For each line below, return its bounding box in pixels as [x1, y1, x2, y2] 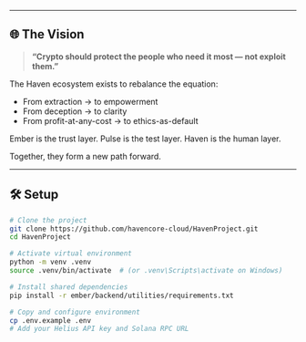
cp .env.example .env [9, 316, 92, 325]
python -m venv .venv [9, 257, 92, 267]
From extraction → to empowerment [22, 96, 158, 107]
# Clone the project [9, 215, 88, 224]
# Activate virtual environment [9, 249, 132, 258]
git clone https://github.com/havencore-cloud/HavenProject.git [9, 224, 259, 233]
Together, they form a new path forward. [9, 150, 162, 161]
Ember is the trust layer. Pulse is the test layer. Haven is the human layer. [9, 133, 281, 144]
